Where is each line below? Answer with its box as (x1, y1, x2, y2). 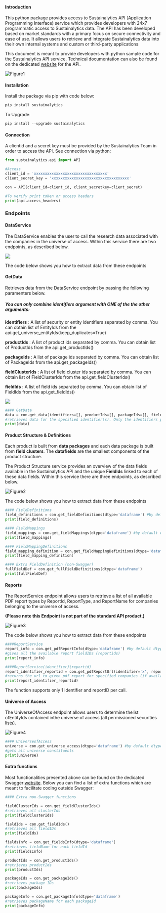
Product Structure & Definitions (5, 432, 71, 438)
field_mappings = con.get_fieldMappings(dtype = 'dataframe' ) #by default (5, 530, 158, 535)
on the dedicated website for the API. (5, 61, 81, 67)
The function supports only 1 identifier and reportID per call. (5, 687, 127, 693)
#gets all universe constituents (5, 748, 74, 753)
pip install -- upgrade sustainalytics (5, 121, 85, 126)
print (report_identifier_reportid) (5, 678, 79, 683)
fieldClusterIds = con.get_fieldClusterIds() (5, 803, 100, 808)
